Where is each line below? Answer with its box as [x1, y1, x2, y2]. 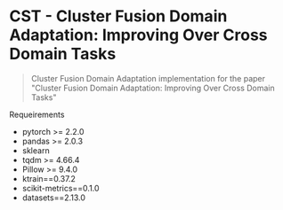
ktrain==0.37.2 [21, 173, 76, 183]
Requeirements [9, 109, 65, 120]
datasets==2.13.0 [21, 192, 86, 203]
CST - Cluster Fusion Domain [9, 6, 228, 27]
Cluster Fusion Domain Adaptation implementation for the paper [30, 73, 265, 83]
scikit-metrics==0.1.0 [21, 183, 100, 193]
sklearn [21, 144, 51, 156]
